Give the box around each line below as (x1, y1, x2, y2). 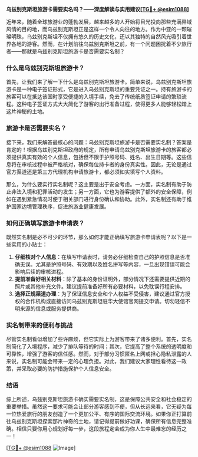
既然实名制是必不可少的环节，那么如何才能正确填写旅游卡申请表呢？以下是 (6, 233, 187, 241)
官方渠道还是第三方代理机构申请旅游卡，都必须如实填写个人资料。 (6, 168, 166, 175)
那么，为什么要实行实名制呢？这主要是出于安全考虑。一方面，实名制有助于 (6, 180, 187, 188)
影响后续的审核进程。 (14, 268, 67, 275)
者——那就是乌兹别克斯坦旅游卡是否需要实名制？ (6, 48, 125, 55)
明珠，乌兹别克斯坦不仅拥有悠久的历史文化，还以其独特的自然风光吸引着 (11, 33, 187, 40)
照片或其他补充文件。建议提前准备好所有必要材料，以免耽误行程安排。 (14, 282, 186, 290)
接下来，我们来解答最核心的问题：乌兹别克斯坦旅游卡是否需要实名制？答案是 (6, 139, 192, 146)
